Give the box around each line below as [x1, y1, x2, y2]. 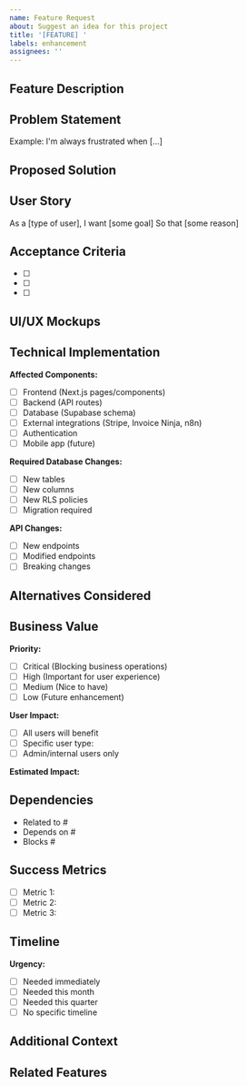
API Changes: [9, 523, 63, 533]
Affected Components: [9, 369, 98, 380]
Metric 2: [22, 897, 57, 908]
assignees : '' [9, 47, 64, 56]
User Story [9, 193, 72, 209]
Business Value [9, 619, 99, 634]
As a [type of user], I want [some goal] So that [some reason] [9, 218, 239, 228]
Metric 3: [22, 907, 57, 918]
